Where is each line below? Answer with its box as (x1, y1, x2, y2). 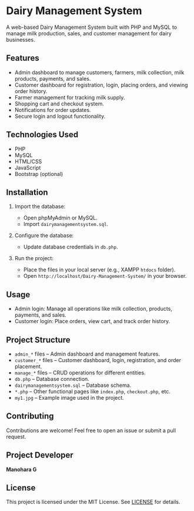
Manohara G (6, 466, 37, 473)
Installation (6, 187, 48, 197)
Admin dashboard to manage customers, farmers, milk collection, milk (14, 69, 185, 76)
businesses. (6, 36, 35, 43)
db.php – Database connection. (14, 376, 89, 382)
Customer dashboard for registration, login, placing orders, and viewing (14, 81, 188, 88)
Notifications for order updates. (14, 106, 91, 113)
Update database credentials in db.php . (23, 243, 118, 251)
